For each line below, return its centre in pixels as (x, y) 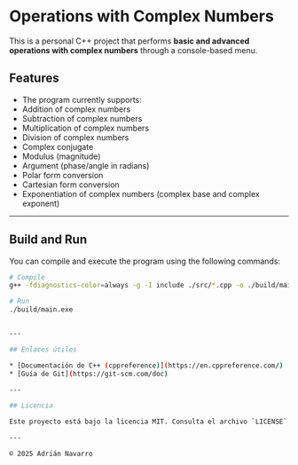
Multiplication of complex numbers (85, 128)
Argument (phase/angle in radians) (86, 165)
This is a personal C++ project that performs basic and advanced (129, 41)
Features (34, 79)
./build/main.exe (41, 310)
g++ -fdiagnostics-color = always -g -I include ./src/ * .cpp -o (126, 286)
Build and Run (48, 240)
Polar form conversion (63, 175)
